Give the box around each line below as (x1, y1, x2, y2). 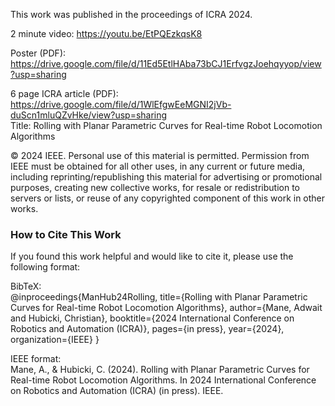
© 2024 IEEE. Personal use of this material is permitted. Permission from (10, 150, 310, 161)
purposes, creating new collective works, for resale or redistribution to (10, 182, 300, 193)
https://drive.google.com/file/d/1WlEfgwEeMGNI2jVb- (10, 99, 232, 110)
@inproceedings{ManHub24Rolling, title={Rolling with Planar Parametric (10, 291, 308, 303)
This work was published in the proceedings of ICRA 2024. (10, 9, 253, 20)
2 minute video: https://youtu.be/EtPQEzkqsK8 (10, 28, 203, 39)
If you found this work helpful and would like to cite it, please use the (10, 250, 294, 263)
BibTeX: (10, 280, 42, 293)
